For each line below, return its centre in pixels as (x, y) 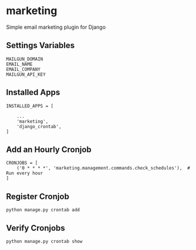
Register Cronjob (38, 196)
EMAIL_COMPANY (23, 69)
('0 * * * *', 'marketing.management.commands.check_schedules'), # (104, 168)
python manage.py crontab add (43, 210)
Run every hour (25, 173)
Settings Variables (40, 45)
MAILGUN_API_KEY (26, 75)
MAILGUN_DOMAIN (25, 59)
